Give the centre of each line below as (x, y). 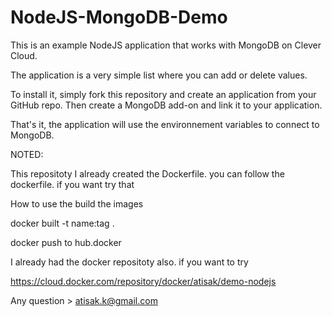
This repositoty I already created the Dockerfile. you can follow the (147, 173)
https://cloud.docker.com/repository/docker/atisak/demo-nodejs (143, 281)
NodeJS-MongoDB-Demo (119, 17)
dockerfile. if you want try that (72, 184)
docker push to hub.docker (66, 242)
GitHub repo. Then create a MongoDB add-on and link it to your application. (166, 105)
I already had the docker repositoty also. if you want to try (129, 262)
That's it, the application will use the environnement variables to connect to (165, 124)
